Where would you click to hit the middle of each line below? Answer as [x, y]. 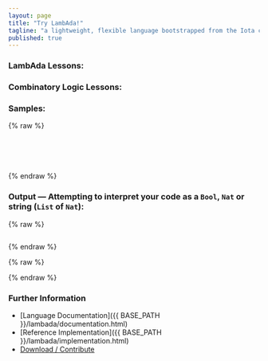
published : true [35, 38]
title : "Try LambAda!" [46, 23]
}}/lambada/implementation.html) [74, 340]
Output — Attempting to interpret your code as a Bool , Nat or [126, 197]
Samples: [27, 108]
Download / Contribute [57, 349]
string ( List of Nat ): [46, 206]
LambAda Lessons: [46, 66]
